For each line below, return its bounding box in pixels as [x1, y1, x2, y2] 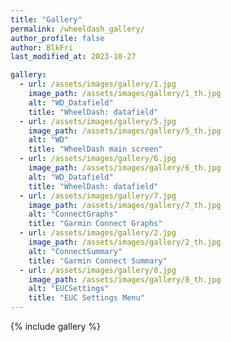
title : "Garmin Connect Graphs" [28, 219, 163, 229]
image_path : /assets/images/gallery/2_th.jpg [28, 237, 222, 247]
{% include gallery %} [10, 321, 102, 332]
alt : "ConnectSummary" [28, 246, 123, 256]
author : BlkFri [10, 42, 74, 53]
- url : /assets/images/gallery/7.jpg [19, 191, 177, 201]
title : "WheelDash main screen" [28, 144, 163, 155]
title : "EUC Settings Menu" [28, 293, 145, 303]
